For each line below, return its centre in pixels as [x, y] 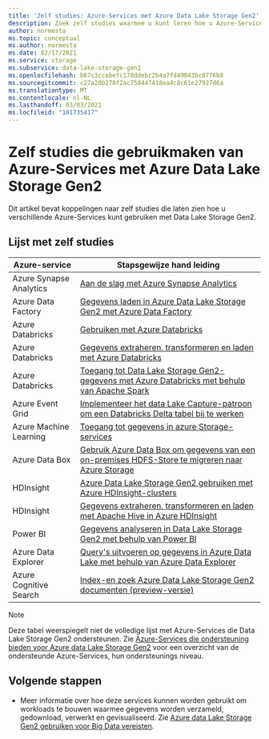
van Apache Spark [114, 390]
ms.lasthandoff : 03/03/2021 [55, 105]
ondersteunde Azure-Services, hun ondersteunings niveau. [106, 656]
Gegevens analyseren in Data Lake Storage [161, 528]
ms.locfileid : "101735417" [53, 113]
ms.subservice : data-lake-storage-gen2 [75, 68]
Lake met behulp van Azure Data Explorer [158, 562]
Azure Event [35, 403]
